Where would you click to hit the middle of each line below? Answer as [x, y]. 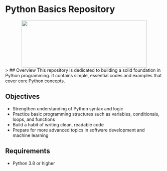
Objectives [23, 97]
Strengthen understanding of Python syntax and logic [68, 108]
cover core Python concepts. [35, 81]
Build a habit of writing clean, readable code [58, 124]
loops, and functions [34, 119]
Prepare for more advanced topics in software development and [78, 130]
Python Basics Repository [60, 9]
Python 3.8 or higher [34, 163]
